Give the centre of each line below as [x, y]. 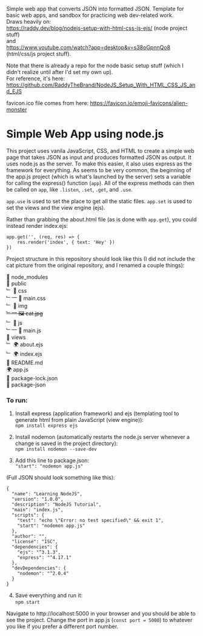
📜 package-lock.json [32, 378]
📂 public [17, 283]
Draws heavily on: [29, 22]
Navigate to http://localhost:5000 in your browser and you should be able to [101, 614]
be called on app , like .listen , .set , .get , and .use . [70, 189]
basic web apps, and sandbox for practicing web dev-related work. [90, 15]
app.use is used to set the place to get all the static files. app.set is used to [99, 201]
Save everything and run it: [49, 595]
